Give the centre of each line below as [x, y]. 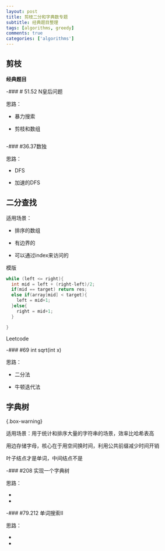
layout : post [22, 11]
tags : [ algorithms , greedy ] [40, 28]
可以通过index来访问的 [41, 255]
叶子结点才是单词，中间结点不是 [44, 458]
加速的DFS [27, 182]
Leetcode [17, 338]
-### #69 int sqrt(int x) [34, 350]
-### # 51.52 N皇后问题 [34, 91]
